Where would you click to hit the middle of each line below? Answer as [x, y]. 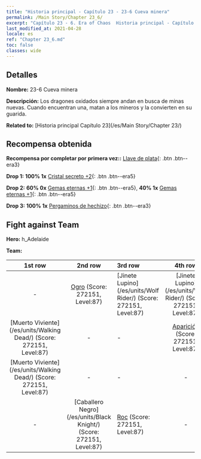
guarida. [16, 114]
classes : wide [24, 51]
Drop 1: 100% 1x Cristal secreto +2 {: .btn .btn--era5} [71, 177]
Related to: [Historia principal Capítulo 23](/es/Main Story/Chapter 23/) [94, 125]
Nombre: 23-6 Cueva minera [42, 89]
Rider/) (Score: [138, 298]
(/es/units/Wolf [138, 291]
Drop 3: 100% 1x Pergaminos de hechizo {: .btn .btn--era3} [79, 206]
